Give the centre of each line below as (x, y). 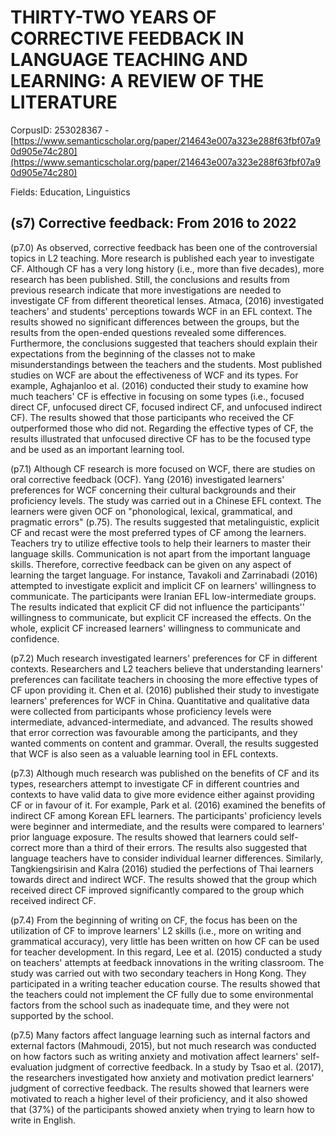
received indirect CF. (53, 900)
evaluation (31, 1067)
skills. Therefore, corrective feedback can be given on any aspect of (151, 564)
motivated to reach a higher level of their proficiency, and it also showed (159, 1098)
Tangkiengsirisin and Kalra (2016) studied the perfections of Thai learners (162, 868)
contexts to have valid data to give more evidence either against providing (162, 794)
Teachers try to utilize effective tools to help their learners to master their (161, 543)
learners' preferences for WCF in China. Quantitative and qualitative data (160, 700)
